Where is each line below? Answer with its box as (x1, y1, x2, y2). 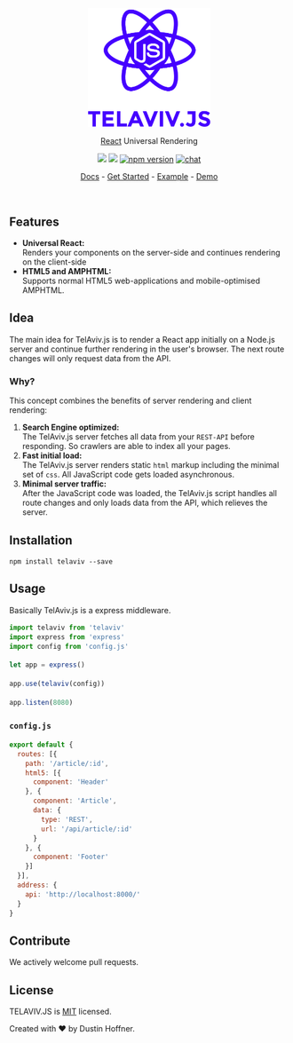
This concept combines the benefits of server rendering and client (9, 395, 252, 407)
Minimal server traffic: (21, 478, 107, 489)
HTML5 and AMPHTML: (21, 266, 112, 277)
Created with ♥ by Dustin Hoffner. (9, 1023, 135, 1034)
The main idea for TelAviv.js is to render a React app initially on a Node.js (9, 334, 275, 344)
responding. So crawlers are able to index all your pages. (21, 441, 231, 452)
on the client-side (21, 257, 87, 267)
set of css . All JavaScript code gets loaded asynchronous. (21, 470, 235, 480)
